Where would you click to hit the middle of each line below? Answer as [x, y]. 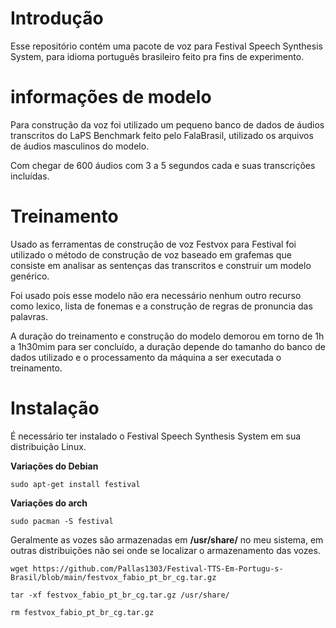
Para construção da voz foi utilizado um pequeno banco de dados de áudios [167, 124]
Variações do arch [49, 503]
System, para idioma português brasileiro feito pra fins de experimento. [157, 56]
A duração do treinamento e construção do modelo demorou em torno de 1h [167, 336]
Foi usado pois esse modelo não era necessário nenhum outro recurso [156, 295]
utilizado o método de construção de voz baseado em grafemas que [151, 254]
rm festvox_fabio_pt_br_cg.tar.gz [82, 612]
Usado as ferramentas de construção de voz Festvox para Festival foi [153, 244]
